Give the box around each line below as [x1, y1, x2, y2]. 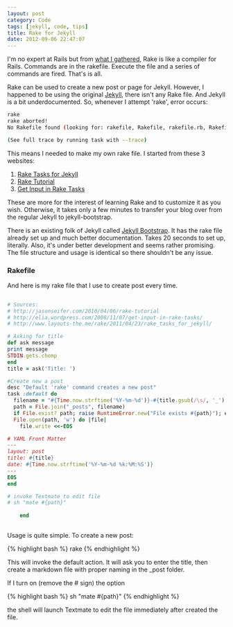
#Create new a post [7, 378, 64, 385]
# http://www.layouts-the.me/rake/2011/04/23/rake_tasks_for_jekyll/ [7, 320, 213, 328]
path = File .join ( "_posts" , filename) [13, 403, 126, 411]
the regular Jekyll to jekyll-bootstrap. [7, 213, 113, 221]
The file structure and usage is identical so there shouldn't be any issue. [7, 248, 214, 256]
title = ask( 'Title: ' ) [7, 365, 76, 372]
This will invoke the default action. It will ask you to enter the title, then [7, 558, 208, 566]
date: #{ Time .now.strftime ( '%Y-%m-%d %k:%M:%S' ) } [7, 461, 154, 468]
